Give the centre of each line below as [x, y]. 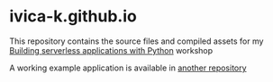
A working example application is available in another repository [128, 68]
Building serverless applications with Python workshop [111, 50]
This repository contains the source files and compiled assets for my [136, 41]
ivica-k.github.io [73, 16]
